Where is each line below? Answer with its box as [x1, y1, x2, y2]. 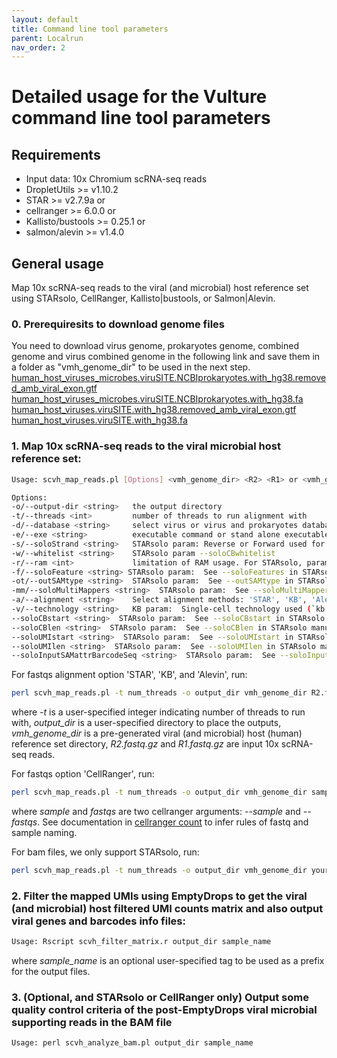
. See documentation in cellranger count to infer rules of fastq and [37, 816, 309, 828]
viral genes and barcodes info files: [11, 914, 186, 928]
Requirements [11, 146, 101, 163]
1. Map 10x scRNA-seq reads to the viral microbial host [11, 439, 281, 453]
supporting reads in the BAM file [11, 1016, 173, 1029]
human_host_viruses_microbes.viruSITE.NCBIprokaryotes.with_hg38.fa [11, 393, 304, 405]
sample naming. [11, 827, 78, 839]
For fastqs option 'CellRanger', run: [11, 768, 155, 780]
